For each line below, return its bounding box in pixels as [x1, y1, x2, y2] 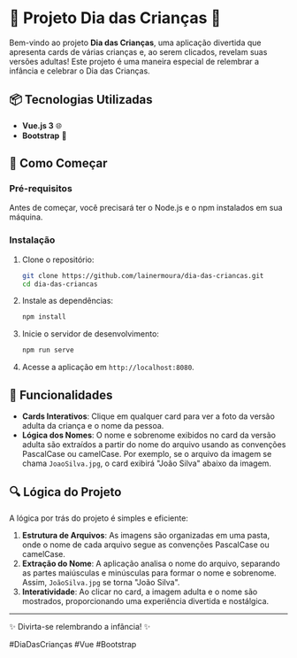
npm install [21, 313, 66, 321]
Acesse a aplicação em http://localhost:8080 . [21, 362, 194, 373]
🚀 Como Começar [9, 156, 108, 171]
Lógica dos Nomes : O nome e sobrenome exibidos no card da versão [21, 430, 277, 441]
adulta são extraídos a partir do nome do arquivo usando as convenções [21, 439, 286, 450]
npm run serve [21, 345, 74, 355]
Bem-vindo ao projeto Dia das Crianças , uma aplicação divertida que [9, 37, 262, 48]
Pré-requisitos [9, 182, 72, 195]
